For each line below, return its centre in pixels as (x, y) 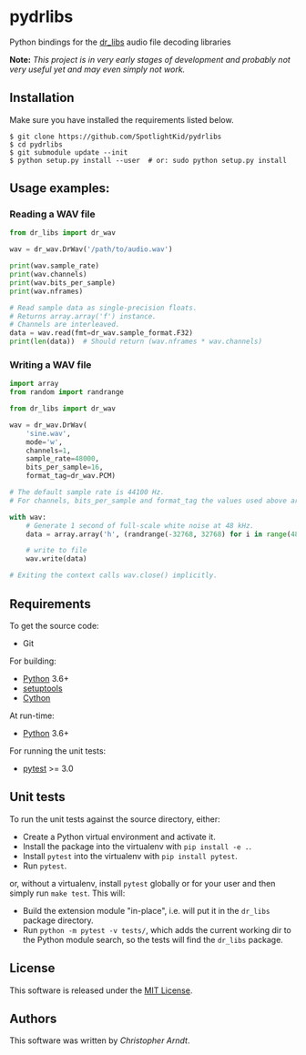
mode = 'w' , (45, 442)
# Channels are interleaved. (65, 325)
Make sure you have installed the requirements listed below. (122, 119)
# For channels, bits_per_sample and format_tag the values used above (148, 501)
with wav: (28, 517)
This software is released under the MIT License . (101, 990)
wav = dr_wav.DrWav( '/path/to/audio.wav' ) (91, 249)
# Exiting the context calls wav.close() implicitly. (114, 575)
